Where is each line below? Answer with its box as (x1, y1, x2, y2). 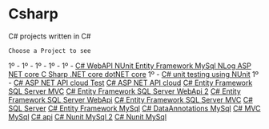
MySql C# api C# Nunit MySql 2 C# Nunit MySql (8, 111, 167, 121)
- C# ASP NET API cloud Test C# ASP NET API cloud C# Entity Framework (8, 78, 253, 87)
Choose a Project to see (8, 46, 91, 54)
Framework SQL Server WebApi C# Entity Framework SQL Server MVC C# (8, 95, 254, 104)
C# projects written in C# (8, 31, 91, 41)
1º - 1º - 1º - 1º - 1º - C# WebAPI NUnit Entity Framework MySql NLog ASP (8, 61, 252, 71)
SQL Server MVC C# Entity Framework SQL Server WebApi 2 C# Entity (8, 86, 242, 96)
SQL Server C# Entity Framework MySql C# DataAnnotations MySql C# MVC (8, 103, 261, 113)
